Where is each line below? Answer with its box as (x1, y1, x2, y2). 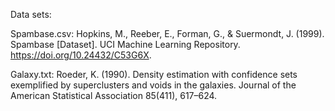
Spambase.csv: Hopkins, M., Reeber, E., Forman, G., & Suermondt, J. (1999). (10, 28, 325, 39)
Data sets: (10, 9, 52, 20)
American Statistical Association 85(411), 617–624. (10, 90, 218, 101)
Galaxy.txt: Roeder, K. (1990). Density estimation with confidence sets (10, 69, 298, 80)
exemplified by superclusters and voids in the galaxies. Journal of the (10, 79, 297, 91)
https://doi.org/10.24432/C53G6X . (10, 49, 152, 61)
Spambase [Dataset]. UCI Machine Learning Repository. (10, 39, 241, 50)
